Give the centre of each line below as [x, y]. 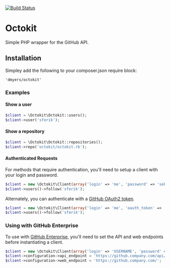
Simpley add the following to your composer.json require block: [71, 70]
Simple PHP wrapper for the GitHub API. [47, 42]
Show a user [18, 104]
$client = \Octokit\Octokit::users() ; [46, 115]
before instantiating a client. [34, 242]
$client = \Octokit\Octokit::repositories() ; [54, 142]
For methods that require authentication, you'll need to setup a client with [81, 169]
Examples [18, 92]
